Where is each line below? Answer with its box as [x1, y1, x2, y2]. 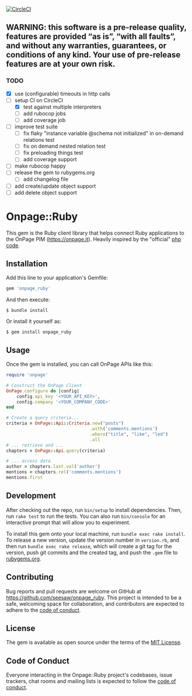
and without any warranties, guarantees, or [6, 41, 167, 51]
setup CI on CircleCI [14, 97, 63, 104]
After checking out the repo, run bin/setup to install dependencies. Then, [6, 506, 182, 513]
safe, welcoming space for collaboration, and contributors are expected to [6, 600, 185, 607]
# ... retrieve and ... [6, 442, 64, 448]
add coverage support [23, 156, 77, 163]
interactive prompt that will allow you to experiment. [6, 519, 131, 526]
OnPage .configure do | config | [6, 388, 80, 394]
